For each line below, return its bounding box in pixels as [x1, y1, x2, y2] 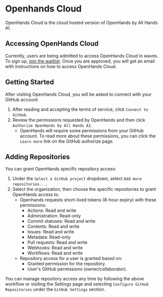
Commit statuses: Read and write [27, 218, 96, 224]
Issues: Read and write [27, 229, 74, 235]
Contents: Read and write [27, 223, 80, 229]
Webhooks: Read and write [27, 245, 83, 251]
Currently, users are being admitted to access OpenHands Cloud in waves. [5, 53, 159, 59]
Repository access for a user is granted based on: [19, 255, 123, 261]
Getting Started [5, 78, 54, 87]
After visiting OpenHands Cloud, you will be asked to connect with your [5, 91, 152, 97]
